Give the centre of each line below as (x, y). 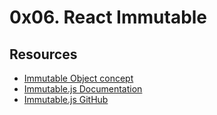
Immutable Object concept (78, 78)
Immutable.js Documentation (83, 89)
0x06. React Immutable (108, 17)
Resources (43, 54)
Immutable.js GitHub (66, 99)
